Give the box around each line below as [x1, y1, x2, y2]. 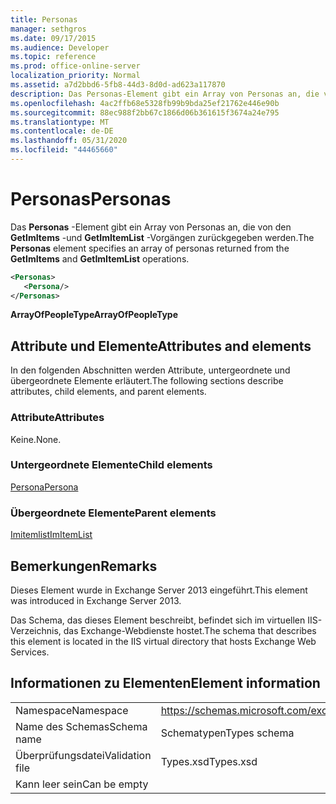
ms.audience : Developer [10, 42, 110, 53]
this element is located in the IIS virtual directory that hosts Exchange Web [10, 635, 317, 647]
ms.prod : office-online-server [10, 61, 141, 71]
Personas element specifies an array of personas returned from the [10, 242, 290, 254]
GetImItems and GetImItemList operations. [10, 252, 190, 265]
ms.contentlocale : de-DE [10, 126, 114, 136]
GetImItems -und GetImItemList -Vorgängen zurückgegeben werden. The [10, 231, 315, 243]
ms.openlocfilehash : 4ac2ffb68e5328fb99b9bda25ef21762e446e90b [10, 98, 280, 108]
